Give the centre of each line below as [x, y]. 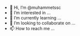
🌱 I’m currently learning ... [35, 18]
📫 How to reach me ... [32, 28]
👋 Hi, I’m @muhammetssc [35, 8]
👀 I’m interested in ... [30, 13]
